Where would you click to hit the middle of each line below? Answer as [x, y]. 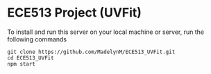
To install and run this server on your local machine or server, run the [106, 32]
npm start [22, 64]
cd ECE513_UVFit [31, 58]
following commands [37, 39]
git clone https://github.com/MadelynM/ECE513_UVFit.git [91, 52]
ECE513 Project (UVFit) [75, 13]
